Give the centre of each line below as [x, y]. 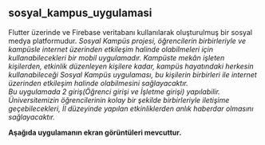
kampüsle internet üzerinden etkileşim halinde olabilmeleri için [111, 49]
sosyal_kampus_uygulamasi [80, 13]
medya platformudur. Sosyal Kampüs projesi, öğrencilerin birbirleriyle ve [127, 41]
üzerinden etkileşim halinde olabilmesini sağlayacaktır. [99, 83]
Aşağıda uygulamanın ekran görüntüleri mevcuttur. [95, 132]
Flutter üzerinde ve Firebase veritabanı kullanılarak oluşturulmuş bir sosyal [131, 32]
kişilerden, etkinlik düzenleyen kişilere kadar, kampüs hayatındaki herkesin [131, 66]
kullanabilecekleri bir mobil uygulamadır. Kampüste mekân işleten [117, 57]
